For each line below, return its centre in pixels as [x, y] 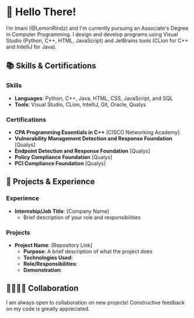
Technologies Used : [48, 257]
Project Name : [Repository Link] [53, 245]
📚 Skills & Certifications [51, 66]
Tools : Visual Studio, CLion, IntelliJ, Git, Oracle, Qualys [80, 104]
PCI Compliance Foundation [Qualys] [60, 163]
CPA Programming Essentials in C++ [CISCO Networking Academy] [97, 132]
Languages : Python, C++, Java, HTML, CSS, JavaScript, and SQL [94, 98]
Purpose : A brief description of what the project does [88, 251]
